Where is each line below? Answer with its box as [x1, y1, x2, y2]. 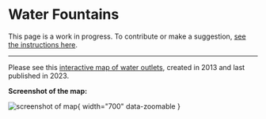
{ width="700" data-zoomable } [77, 101, 180, 111]
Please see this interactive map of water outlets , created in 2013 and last [8, 62, 245, 72]
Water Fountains [8, 6, 120, 24]
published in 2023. [8, 71, 70, 80]
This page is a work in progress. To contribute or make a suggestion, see [8, 32, 247, 41]
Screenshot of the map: [8, 86, 88, 95]
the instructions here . [8, 39, 78, 49]
